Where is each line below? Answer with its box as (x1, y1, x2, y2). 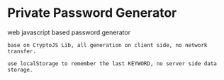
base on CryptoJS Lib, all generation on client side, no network (7, 41, 208, 48)
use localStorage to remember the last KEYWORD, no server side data (7, 60, 218, 67)
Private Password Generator (7, 5, 177, 21)
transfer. (7, 48, 37, 55)
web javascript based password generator (7, 28, 131, 36)
